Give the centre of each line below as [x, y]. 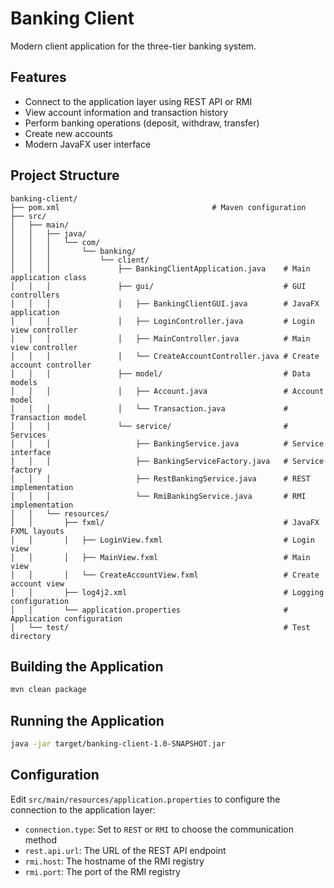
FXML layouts [37, 531]
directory [31, 636]
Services [28, 435]
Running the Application [87, 720]
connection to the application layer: [83, 809]
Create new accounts [68, 133]
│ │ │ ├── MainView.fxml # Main [160, 557]
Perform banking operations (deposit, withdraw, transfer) [142, 123]
